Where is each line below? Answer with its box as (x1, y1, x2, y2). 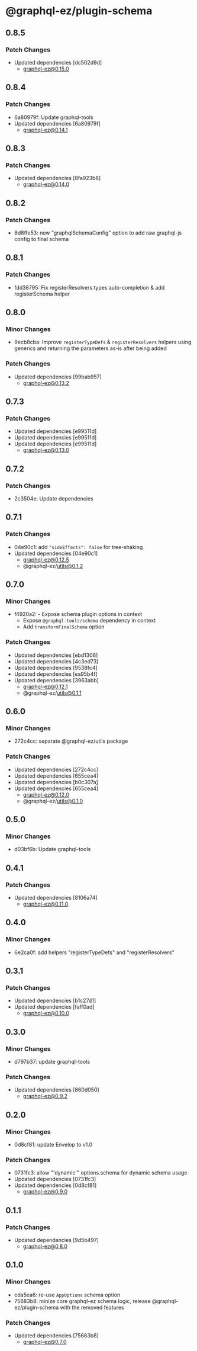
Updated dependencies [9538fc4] (14, 664, 98, 671)
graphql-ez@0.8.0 (22, 1243, 67, 1250)
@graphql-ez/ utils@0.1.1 (22, 689, 82, 697)
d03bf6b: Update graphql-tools (14, 846, 91, 853)
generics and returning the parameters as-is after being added (14, 345, 167, 352)
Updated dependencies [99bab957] (14, 373, 102, 380)
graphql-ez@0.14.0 (22, 181, 69, 188)
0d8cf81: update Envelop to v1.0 (14, 1141, 93, 1148)
